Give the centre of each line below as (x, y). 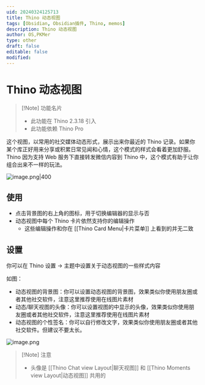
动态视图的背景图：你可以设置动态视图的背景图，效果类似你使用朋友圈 (104, 292)
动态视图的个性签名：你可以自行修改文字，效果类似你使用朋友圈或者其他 (106, 323)
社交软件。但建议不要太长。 (50, 330)
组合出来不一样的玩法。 (36, 164)
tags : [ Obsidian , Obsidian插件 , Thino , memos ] (66, 23)
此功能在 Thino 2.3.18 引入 (63, 121)
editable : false (27, 52)
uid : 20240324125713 (33, 12)
